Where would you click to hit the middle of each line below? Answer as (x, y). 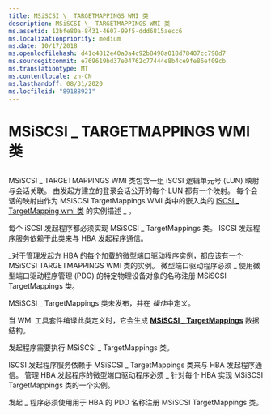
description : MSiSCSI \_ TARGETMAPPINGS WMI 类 (89, 24)
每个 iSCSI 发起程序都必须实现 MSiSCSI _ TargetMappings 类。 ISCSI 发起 (131, 228)
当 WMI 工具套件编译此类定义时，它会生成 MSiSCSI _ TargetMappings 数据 (134, 320)
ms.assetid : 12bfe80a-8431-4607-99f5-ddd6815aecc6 (95, 31)
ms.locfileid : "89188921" (52, 91)
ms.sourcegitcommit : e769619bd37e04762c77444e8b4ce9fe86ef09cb (117, 62)
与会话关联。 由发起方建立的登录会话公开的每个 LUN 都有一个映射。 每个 (129, 190)
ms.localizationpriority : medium (65, 39)
